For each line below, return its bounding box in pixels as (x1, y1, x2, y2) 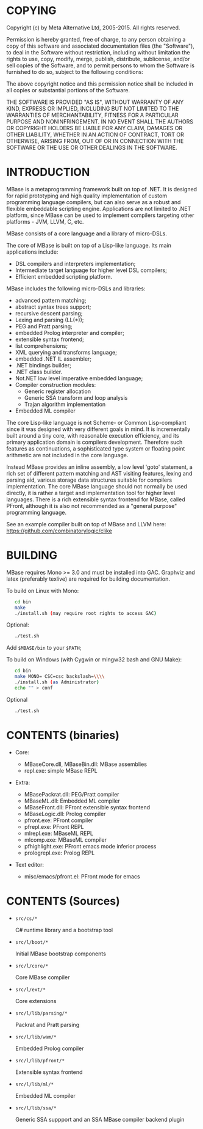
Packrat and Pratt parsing (15, 1021, 80, 1028)
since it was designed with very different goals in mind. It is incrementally (6, 425, 191, 433)
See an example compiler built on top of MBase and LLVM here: (6, 520, 166, 528)
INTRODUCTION (6, 166, 90, 179)
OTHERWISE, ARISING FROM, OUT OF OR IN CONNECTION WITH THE (6, 137, 184, 144)
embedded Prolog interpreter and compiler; (15, 329, 125, 336)
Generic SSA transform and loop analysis (24, 394, 128, 401)
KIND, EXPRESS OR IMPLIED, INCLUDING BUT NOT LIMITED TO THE (6, 105, 179, 112)
